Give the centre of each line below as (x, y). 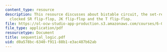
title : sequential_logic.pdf (35, 38)
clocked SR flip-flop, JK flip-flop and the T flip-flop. (71, 19)
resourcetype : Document (30, 33)
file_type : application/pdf (34, 28)
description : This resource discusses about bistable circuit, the (77, 14)
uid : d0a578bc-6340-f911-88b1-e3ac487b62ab (51, 42)
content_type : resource (30, 10)
